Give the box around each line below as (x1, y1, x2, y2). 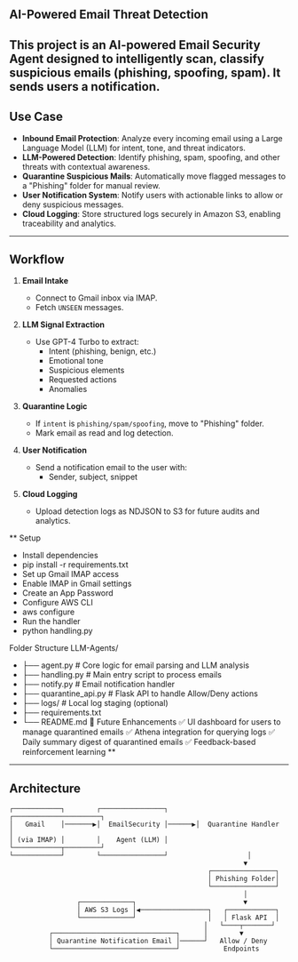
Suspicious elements (48, 365, 125, 376)
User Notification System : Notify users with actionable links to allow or (21, 189, 284, 200)
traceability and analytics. (21, 218, 117, 228)
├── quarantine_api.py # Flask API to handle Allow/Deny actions (21, 688, 259, 699)
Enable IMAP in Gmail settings (21, 578, 132, 589)
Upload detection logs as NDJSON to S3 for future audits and (35, 506, 260, 517)
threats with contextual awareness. (21, 161, 151, 172)
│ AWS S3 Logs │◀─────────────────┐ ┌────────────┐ (76, 906, 279, 915)
